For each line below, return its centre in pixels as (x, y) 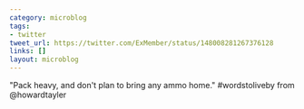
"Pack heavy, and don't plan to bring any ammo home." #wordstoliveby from (152, 85)
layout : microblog (44, 59)
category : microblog (49, 18)
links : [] (28, 51)
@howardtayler (38, 95)
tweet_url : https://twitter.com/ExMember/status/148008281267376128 (142, 43)
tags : (20, 26)
